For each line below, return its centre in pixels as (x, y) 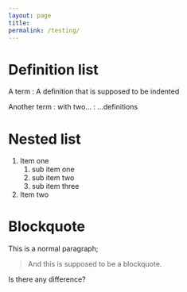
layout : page (30, 15)
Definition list (54, 69)
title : (19, 23)
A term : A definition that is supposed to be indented (94, 91)
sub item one (53, 169)
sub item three (55, 186)
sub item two (53, 178)
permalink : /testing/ (44, 30)
